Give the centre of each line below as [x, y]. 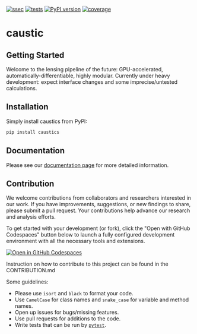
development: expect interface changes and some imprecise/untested [92, 82]
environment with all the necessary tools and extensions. [76, 241]
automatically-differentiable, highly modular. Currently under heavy [88, 75]
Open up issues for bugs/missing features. [67, 313]
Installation [27, 107]
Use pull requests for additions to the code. [68, 319]
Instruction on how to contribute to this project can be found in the [87, 264]
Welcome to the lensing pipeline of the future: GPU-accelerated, [85, 69]
